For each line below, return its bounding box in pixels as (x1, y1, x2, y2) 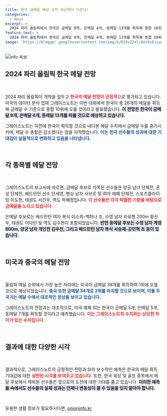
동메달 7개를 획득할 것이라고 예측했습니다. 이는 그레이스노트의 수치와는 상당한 (5, 311, 155, 317)
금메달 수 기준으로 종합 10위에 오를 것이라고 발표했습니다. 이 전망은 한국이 (10, 106, 153, 112)
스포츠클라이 (135, 191, 160, 197)
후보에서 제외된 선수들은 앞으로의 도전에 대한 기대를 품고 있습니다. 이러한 (10, 379, 151, 385)
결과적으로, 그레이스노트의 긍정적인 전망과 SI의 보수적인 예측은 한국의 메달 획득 (5, 366, 158, 372)
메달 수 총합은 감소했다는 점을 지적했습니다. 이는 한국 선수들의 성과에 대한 (15, 129, 157, 135)
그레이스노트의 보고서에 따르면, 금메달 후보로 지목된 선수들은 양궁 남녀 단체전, (5, 184, 155, 190)
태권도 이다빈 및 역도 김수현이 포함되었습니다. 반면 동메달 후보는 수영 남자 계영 (11, 220, 162, 226)
